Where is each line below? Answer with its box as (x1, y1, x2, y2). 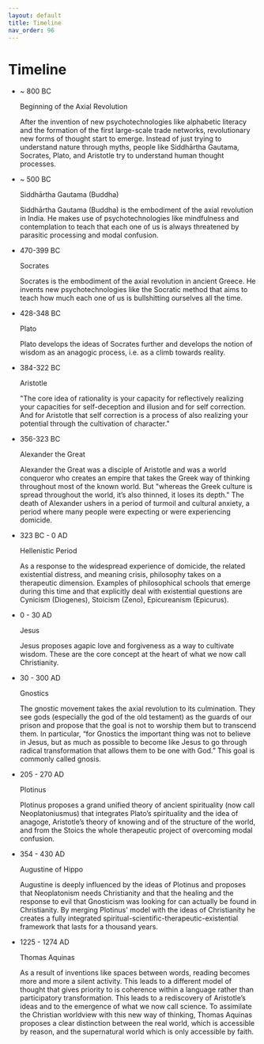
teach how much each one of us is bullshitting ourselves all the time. (19, 294, 243, 303)
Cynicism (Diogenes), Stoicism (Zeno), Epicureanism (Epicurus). (19, 595, 229, 605)
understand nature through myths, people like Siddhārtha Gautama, (19, 142, 239, 152)
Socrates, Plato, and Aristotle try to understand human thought (19, 151, 224, 161)
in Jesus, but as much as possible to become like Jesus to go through (19, 738, 247, 747)
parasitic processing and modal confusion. (19, 230, 159, 240)
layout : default (8, 11, 62, 20)
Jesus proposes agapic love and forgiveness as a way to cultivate (19, 641, 235, 651)
